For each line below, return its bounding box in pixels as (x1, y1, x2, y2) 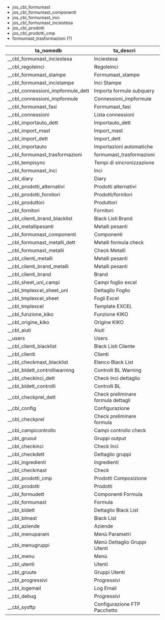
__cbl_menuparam (7, 531, 50, 537)
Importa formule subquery (94, 87, 155, 94)
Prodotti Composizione (94, 475, 147, 481)
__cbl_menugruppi (7, 542, 50, 548)
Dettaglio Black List (94, 507, 138, 513)
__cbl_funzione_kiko (7, 311, 54, 317)
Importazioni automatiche (94, 143, 153, 150)
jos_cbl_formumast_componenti (12, 9, 77, 15)
